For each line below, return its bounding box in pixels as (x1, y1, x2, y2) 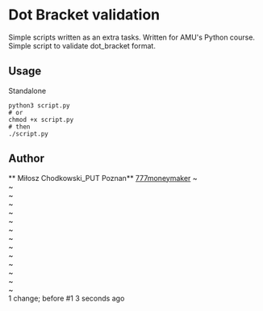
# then (8, 123, 31, 131)
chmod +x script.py (8, 116, 74, 124)
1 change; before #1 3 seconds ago (8, 293, 125, 303)
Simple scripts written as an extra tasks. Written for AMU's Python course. (8, 32, 256, 42)
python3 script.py (8, 101, 70, 110)
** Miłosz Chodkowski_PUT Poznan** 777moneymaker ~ (8, 173, 198, 183)
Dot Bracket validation (8, 6, 161, 24)
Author (8, 152, 44, 166)
